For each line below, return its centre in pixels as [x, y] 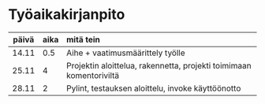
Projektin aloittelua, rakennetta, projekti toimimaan [159, 65]
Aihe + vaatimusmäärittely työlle [126, 53]
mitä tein [83, 39]
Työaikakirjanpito [67, 15]
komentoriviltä [93, 75]
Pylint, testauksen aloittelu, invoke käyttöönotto [154, 88]
